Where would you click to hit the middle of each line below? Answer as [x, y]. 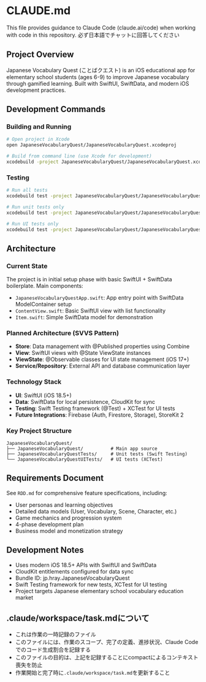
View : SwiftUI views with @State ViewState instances [83, 353]
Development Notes [45, 550]
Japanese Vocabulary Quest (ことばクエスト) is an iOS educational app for [101, 70]
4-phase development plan [49, 524]
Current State [27, 266]
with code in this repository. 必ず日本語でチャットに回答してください [93, 35]
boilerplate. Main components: [45, 286]
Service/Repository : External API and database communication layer [103, 366]
